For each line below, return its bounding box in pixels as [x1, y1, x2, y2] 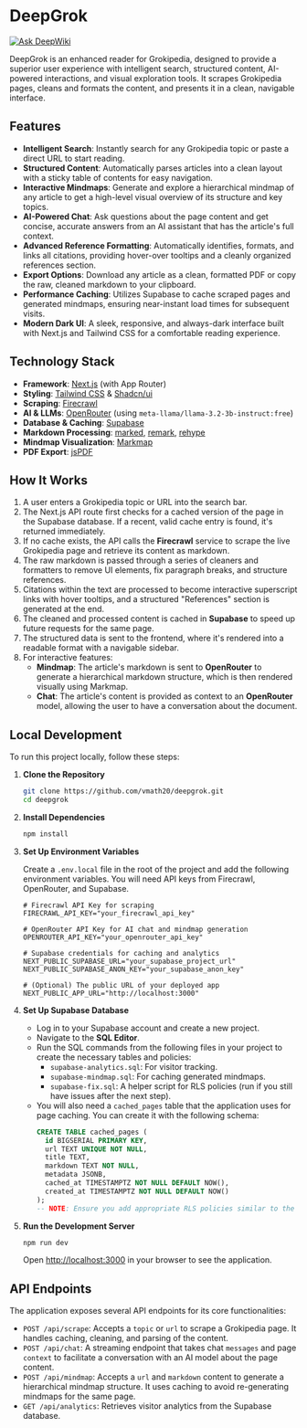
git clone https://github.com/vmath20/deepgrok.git [22, 787, 224, 796]
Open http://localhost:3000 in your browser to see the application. [22, 1254, 272, 1265]
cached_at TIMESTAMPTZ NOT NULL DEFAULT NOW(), [44, 1179, 230, 1188]
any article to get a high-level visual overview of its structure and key [22, 191, 283, 202]
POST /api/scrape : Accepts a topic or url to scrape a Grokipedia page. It [22, 1323, 297, 1334]
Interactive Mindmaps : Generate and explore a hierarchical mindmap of [22, 182, 295, 193]
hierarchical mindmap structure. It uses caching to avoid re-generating [22, 1381, 290, 1392]
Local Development [9, 727, 122, 743]
